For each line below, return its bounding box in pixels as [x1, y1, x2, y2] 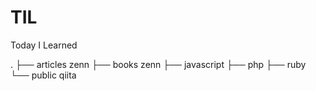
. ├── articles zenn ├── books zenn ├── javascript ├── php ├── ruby [10, 58, 307, 70]
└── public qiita [10, 69, 77, 81]
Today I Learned [10, 39, 78, 51]
